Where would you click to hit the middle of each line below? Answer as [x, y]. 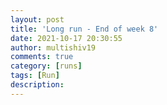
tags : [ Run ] [35, 76]
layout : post [37, 19]
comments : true [42, 57]
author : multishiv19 [53, 47]
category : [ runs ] [46, 66]
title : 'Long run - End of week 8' [84, 29]
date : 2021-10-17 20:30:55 [66, 38]
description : [37, 85]
